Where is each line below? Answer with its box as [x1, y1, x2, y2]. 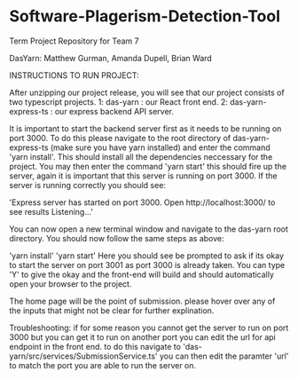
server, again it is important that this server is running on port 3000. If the [9, 170, 278, 181]
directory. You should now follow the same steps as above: [9, 233, 224, 243]
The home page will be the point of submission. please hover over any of [9, 296, 276, 306]
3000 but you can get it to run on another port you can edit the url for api [9, 331, 277, 343]
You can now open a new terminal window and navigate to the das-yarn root [9, 224, 288, 234]
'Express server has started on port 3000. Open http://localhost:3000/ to [9, 197, 276, 208]
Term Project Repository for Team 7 [9, 36, 139, 46]
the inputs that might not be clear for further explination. [9, 304, 215, 316]
